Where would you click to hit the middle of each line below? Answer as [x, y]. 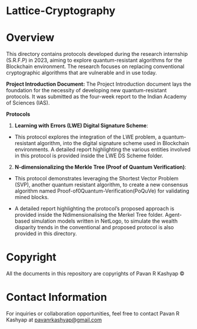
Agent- [173, 215]
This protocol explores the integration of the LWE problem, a [88, 137]
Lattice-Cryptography [61, 11]
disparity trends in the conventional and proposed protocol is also [94, 227]
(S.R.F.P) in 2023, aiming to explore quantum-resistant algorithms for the [94, 61]
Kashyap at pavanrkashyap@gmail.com [54, 320]
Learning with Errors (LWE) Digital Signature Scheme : [81, 126]
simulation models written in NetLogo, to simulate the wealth [105, 221]
